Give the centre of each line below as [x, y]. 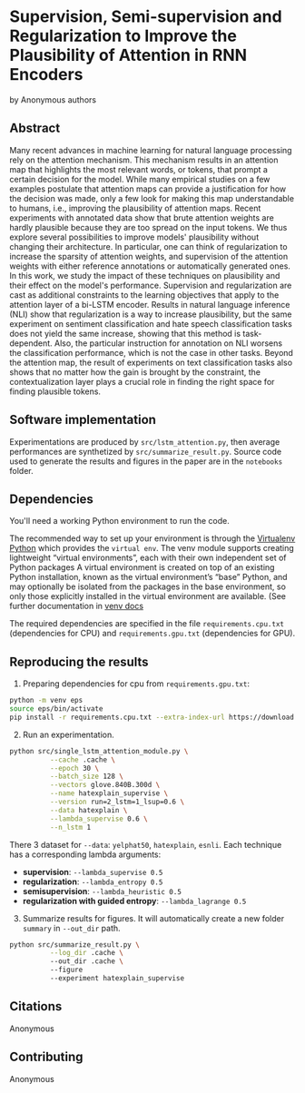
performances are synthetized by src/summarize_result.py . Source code [146, 451]
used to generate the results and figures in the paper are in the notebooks [146, 461]
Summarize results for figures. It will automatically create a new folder [153, 918]
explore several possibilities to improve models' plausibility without [134, 237]
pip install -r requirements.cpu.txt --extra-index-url [117, 717]
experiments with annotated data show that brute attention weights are [142, 217]
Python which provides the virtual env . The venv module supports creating [152, 548]
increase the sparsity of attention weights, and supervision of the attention [149, 256]
